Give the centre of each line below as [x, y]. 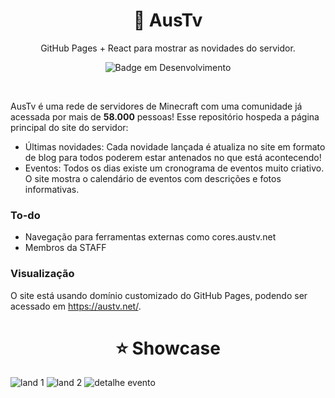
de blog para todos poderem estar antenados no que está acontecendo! [173, 157]
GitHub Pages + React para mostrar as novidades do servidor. [168, 48]
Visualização [42, 274]
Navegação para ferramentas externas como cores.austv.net [150, 237]
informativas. [52, 189]
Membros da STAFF [65, 248]
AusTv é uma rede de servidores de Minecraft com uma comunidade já [156, 106]
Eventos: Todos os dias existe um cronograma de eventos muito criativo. [174, 168]
